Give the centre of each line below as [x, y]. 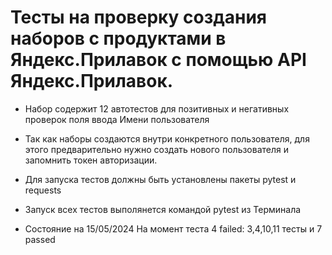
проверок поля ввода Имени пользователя [117, 119]
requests [43, 190]
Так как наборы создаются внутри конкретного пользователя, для [167, 138]
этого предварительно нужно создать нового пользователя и [157, 149]
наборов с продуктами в [118, 38]
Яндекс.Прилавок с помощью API [158, 60]
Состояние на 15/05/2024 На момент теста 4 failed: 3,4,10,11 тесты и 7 [173, 228]
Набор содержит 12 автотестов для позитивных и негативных [157, 108]
